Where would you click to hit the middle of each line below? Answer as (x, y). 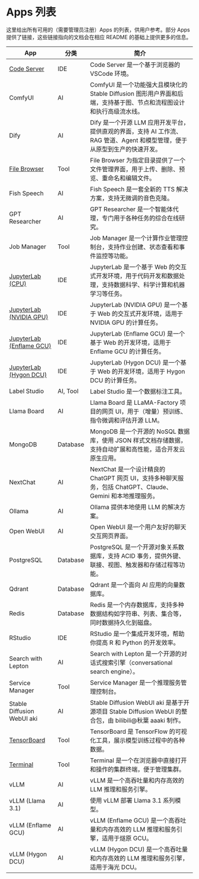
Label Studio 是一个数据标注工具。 (138, 391)
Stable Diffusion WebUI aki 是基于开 (139, 702)
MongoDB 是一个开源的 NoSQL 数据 (140, 431)
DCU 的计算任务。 (115, 380)
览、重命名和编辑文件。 (123, 178)
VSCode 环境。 (111, 73)
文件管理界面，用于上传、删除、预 (137, 169)
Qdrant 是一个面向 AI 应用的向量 (134, 584)
